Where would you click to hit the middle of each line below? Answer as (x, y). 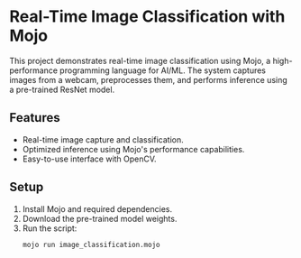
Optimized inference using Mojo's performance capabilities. (133, 149)
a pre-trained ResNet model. (62, 89)
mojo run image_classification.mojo (91, 244)
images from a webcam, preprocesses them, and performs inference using (149, 79)
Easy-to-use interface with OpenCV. (89, 159)
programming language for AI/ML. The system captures (163, 70)
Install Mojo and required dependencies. (97, 208)
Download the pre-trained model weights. (100, 218)
